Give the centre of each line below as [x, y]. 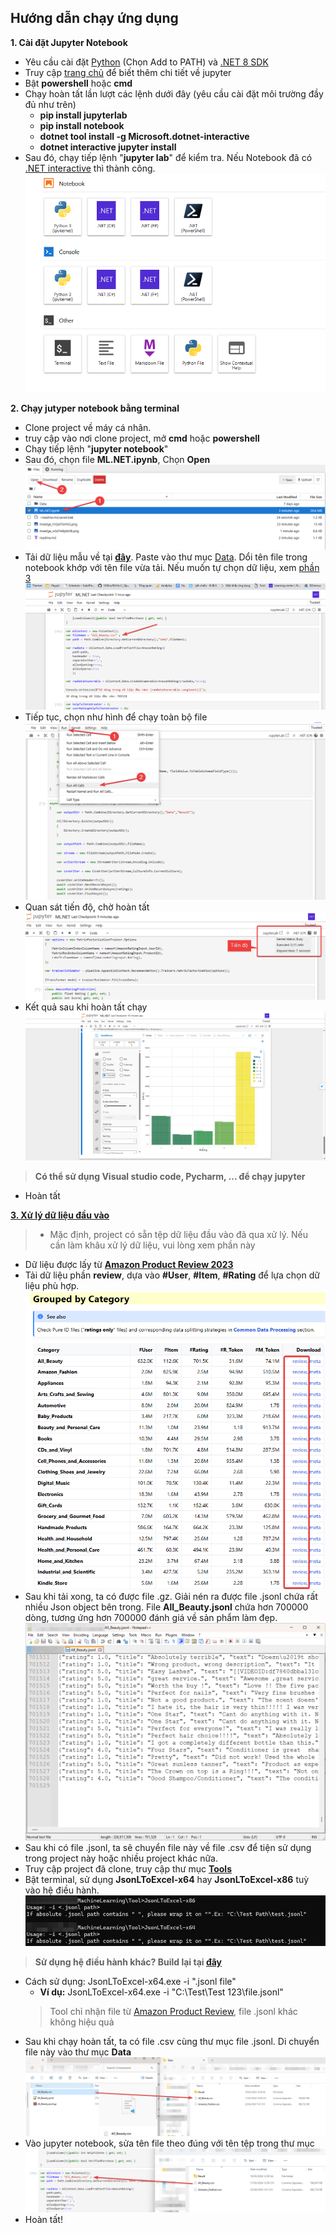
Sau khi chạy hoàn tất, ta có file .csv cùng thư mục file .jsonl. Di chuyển [172, 2041]
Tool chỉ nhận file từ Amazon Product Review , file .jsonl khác [173, 2011]
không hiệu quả [82, 2022]
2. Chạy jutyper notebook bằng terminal [95, 408]
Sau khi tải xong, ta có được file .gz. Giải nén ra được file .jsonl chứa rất [171, 1596]
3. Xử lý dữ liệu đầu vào [60, 1215]
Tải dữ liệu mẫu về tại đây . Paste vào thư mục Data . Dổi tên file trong [166, 557]
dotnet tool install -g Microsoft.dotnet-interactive [144, 136]
